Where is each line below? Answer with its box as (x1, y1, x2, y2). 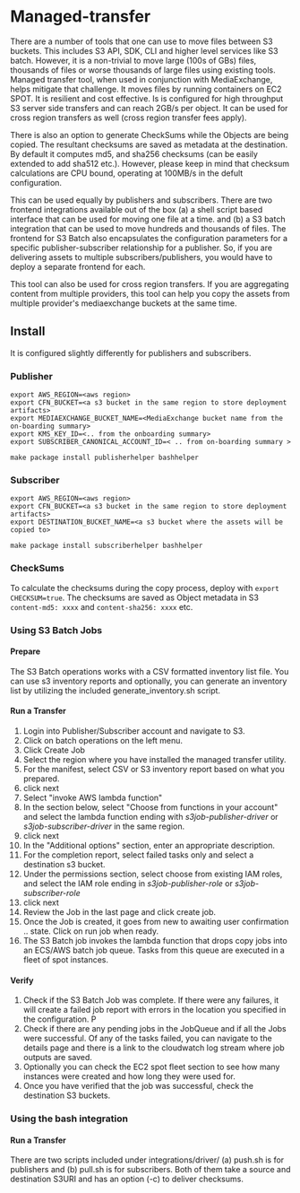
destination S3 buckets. (22, 1090, 111, 1101)
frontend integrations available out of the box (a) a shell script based (10, 204, 263, 214)
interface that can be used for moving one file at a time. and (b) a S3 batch (10, 213, 286, 224)
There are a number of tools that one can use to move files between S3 (10, 36, 273, 47)
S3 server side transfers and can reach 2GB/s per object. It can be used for (10, 102, 288, 113)
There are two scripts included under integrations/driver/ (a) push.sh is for (10, 1154, 285, 1165)
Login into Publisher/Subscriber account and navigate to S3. (22, 725, 245, 736)
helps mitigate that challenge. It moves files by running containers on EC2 (10, 83, 282, 94)
